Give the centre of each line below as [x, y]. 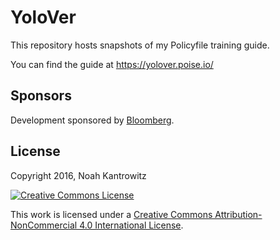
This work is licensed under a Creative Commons [111, 214]
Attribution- [238, 214]
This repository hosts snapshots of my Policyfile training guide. [140, 45]
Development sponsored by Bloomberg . [92, 120]
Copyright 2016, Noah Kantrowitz [78, 175]
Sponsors [41, 96]
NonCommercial [44, 225]
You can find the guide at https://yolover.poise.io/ [112, 64]
